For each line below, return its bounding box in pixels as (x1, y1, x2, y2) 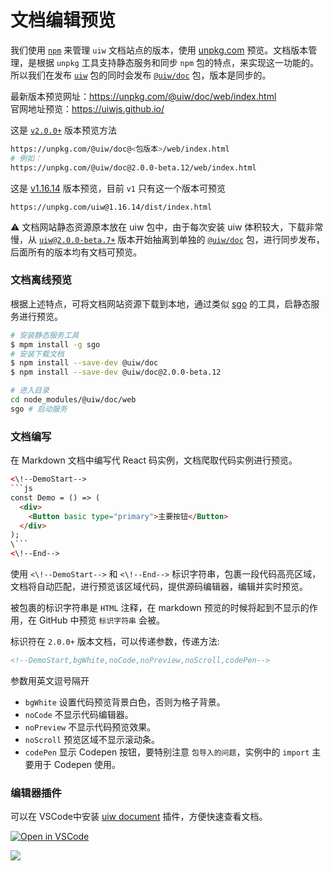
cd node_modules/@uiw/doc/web (10, 395, 137, 405)
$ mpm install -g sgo (10, 339, 101, 350)
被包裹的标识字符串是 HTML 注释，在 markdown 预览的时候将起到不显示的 (10, 602, 310, 614)
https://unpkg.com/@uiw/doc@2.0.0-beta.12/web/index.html (10, 162, 257, 173)
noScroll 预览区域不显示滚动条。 (24, 733, 161, 745)
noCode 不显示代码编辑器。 (24, 708, 134, 720)
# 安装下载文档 (10, 349, 65, 359)
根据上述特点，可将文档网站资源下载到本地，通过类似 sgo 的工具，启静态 (10, 297, 312, 310)
